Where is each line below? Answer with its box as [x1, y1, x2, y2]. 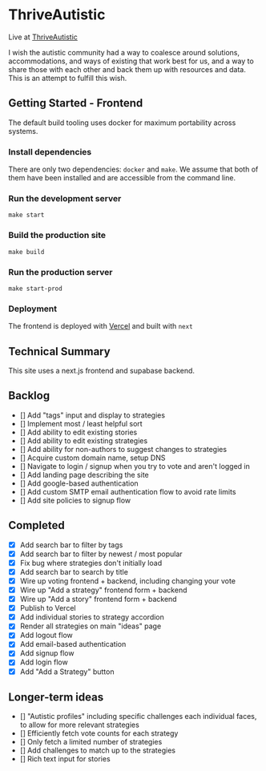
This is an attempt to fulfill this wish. [8, 73, 127, 83]
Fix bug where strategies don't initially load [19, 558, 163, 567]
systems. [8, 126, 38, 135]
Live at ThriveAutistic [8, 32, 79, 42]
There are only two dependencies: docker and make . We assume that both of [8, 164, 259, 174]
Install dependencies [8, 146, 92, 157]
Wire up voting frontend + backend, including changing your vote [19, 575, 236, 586]
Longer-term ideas [8, 691, 104, 704]
